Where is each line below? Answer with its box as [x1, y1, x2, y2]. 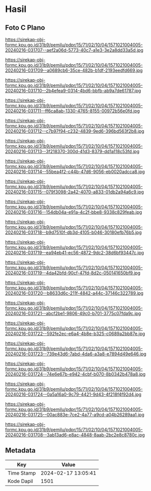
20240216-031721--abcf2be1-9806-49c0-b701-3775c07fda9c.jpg [5, 311, 141, 316]
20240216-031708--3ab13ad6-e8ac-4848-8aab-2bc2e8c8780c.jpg [5, 432, 145, 438]
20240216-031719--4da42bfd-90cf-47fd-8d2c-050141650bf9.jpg [5, 270, 141, 276]
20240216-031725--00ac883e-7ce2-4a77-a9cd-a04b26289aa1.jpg [5, 412, 145, 417]
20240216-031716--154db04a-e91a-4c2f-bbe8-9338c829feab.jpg [5, 209, 143, 215]
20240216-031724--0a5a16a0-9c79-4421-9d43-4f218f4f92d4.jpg [5, 391, 142, 397]
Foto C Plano [5, 23, 45, 32]
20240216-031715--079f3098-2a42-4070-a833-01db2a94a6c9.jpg [5, 189, 144, 195]
